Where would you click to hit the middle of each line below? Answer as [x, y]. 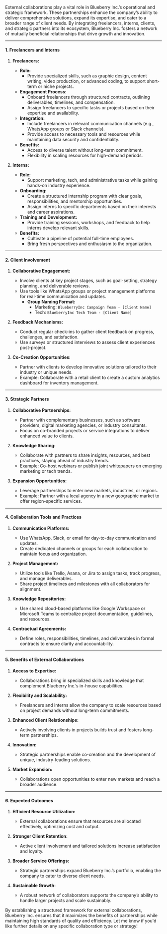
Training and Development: [48, 217]
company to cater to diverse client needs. [62, 876]
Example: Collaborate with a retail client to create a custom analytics [90, 378]
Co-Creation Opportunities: [42, 357]
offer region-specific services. [51, 501]
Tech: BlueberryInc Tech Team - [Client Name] [83, 312]
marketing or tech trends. [46, 471]
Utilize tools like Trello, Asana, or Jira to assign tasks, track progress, [90, 573]
